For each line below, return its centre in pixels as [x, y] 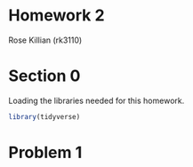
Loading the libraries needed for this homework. [96, 100]
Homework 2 [56, 16]
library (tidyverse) [44, 116]
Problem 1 [45, 152]
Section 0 [44, 76]
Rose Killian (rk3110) [45, 40]
